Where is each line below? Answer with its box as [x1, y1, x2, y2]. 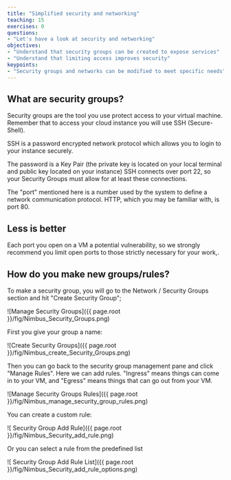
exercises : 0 [7, 23, 45, 30]
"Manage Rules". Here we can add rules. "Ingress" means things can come [7, 369, 220, 377]
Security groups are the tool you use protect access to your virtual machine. [7, 112, 223, 120]
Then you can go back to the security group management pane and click [7, 362, 214, 370]
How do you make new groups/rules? [7, 268, 170, 280]
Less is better [7, 222, 67, 234]
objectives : [7, 42, 41, 49]
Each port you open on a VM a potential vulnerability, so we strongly [7, 241, 201, 249]
